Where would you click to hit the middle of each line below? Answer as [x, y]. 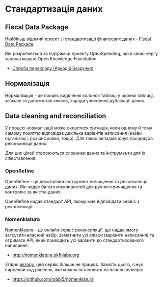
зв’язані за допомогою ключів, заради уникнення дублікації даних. [75, 100]
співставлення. [21, 158]
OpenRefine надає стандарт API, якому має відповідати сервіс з [72, 201]
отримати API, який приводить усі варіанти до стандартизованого [74, 240]
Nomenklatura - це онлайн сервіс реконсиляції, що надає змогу [72, 230]
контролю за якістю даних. [33, 191]
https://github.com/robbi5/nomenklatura [53, 279]
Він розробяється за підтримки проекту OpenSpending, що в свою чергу [81, 53]
